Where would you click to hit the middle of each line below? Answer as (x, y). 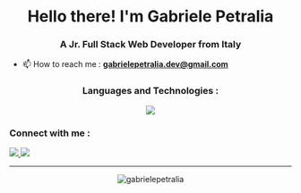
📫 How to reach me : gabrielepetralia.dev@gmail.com (125, 64)
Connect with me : (50, 133)
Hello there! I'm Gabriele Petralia (150, 17)
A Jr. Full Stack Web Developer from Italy (150, 45)
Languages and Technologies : (150, 91)
